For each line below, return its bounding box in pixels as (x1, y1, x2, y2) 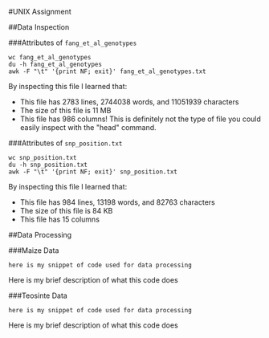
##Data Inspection (8, 22, 70, 31)
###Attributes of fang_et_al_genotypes (8, 38, 137, 47)
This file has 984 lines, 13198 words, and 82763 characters (19, 198, 215, 207)
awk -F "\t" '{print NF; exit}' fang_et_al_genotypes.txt (8, 67, 206, 75)
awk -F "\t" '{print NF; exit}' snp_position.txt (8, 168, 178, 176)
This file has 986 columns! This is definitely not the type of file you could (19, 114, 261, 124)
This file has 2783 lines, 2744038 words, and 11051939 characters (19, 97, 239, 107)
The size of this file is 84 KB (19, 206, 113, 215)
